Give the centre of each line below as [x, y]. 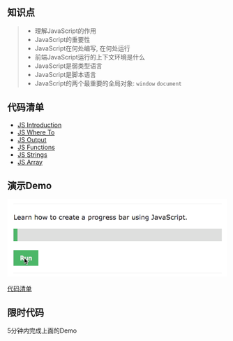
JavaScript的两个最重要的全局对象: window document [108, 83]
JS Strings [32, 154]
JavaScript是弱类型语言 [68, 66]
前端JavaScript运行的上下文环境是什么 [90, 57]
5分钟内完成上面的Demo [42, 330]
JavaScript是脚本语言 [65, 74]
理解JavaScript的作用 [65, 31]
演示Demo [30, 186]
